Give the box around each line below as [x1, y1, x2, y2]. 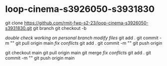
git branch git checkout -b [33, 25, 87, 31]
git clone [5, 20, 23, 26]
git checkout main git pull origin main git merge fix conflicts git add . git [5, 50, 151, 56]
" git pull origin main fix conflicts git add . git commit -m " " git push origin [12, 40, 163, 46]
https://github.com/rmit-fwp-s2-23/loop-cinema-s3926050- [24, 20, 149, 26]
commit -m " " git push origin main [5, 55, 75, 61]
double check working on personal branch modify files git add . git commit [5, 35, 159, 41]
